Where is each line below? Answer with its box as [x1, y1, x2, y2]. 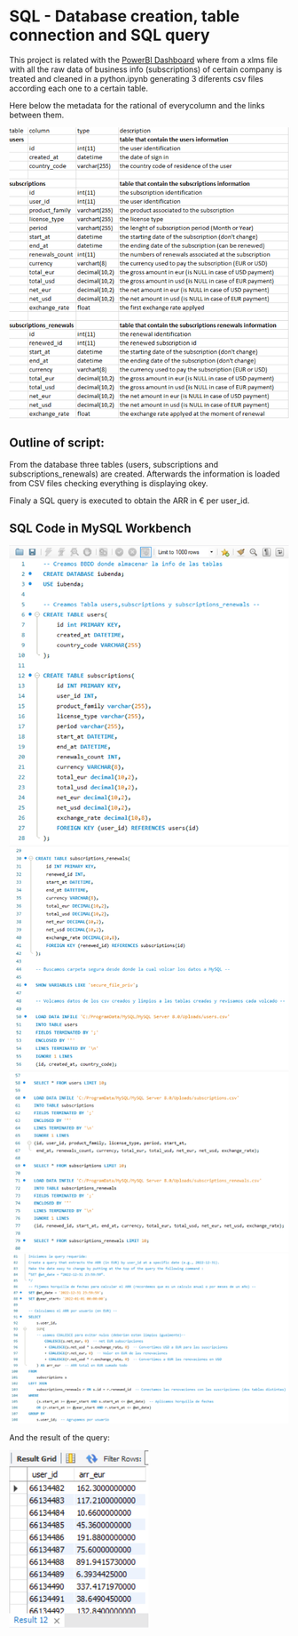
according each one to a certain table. [9, 83, 149, 93]
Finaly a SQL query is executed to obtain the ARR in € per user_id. [9, 495, 250, 506]
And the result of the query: [9, 1431, 111, 1442]
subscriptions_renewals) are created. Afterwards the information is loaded [9, 469, 281, 479]
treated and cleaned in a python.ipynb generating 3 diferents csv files [9, 73, 264, 84]
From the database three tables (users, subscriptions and [9, 459, 219, 469]
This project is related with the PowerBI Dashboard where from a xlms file [9, 54, 278, 65]
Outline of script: [9, 436, 105, 451]
